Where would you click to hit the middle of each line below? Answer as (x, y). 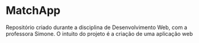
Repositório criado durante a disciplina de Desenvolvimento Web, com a (96, 27)
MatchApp (33, 11)
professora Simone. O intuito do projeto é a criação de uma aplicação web (99, 33)
